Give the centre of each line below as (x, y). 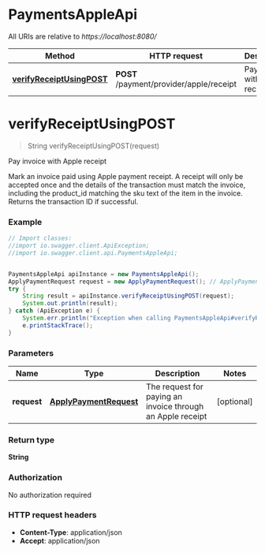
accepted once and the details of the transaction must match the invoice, (127, 185)
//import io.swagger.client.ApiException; (79, 246)
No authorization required (50, 495)
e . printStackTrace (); (58, 325)
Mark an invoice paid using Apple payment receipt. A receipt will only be (126, 176)
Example (25, 222)
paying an (164, 396)
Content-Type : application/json (71, 532)
